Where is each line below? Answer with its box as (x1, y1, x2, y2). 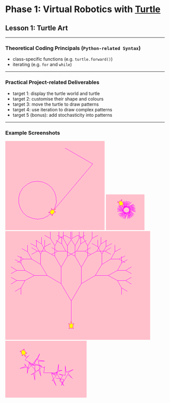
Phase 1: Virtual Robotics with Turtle (5, 4, 161, 15)
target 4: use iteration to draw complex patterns (12, 106, 112, 112)
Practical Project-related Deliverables (5, 79, 100, 86)
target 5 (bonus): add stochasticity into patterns (12, 112, 113, 118)
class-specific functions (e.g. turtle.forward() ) (12, 56, 113, 62)
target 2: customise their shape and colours (12, 96, 104, 102)
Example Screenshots (5, 129, 60, 136)
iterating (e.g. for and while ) (12, 62, 72, 68)
